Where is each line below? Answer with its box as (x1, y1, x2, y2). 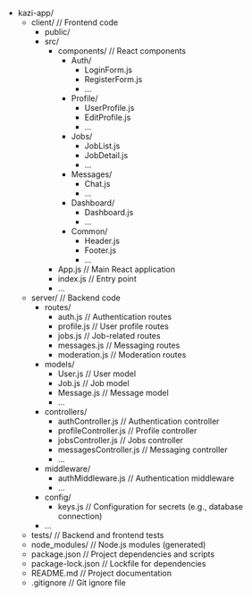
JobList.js (84, 140, 121, 151)
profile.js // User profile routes (57, 321, 170, 332)
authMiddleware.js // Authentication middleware (57, 473, 235, 483)
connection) (57, 511, 103, 521)
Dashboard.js (84, 207, 134, 217)
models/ (44, 359, 75, 369)
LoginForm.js (84, 64, 133, 75)
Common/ (71, 226, 108, 236)
